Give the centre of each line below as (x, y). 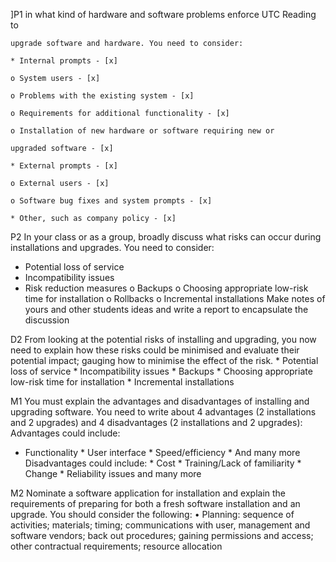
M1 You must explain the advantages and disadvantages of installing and (160, 401)
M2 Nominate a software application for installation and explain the (148, 493)
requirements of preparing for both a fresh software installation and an (155, 503)
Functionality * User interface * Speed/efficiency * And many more (162, 452)
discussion (47, 320)
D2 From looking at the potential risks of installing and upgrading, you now (163, 339)
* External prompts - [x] (64, 166)
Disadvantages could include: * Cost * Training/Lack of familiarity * (163, 463)
